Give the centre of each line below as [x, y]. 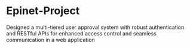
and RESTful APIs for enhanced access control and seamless [81, 33]
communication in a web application [51, 40]
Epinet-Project [43, 11]
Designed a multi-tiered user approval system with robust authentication [95, 27]
